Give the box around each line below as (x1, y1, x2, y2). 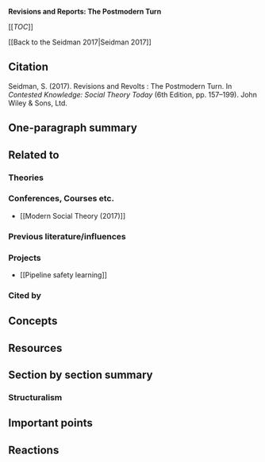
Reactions (8, 443, 60, 456)
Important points (8, 416, 94, 430)
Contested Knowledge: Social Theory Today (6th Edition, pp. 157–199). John (8, 90, 258, 99)
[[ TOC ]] (8, 22, 33, 31)
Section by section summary (8, 368, 153, 382)
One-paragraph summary (8, 121, 137, 135)
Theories (8, 172, 44, 183)
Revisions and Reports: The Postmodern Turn (8, 7, 162, 16)
